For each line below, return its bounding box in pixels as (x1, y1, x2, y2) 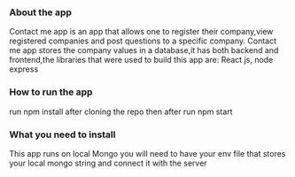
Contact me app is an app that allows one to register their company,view (9, 27, 274, 37)
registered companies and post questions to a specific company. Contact (9, 35, 277, 46)
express (9, 64, 39, 74)
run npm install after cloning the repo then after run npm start (9, 106, 233, 117)
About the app (9, 6, 73, 19)
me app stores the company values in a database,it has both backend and (9, 45, 279, 56)
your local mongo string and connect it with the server (9, 158, 207, 168)
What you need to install (9, 128, 116, 141)
